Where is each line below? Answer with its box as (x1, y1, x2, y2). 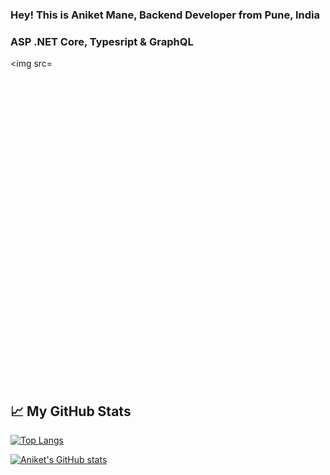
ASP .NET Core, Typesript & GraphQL (10, 34, 194, 48)
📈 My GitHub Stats (10, 403, 132, 420)
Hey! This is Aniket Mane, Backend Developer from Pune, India (10, 8, 320, 22)
